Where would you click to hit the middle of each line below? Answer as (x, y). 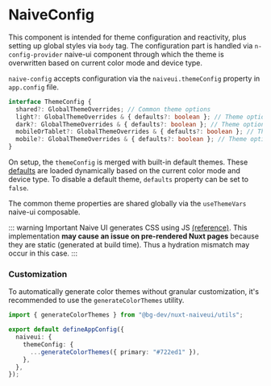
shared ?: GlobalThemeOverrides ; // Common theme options (113, 109)
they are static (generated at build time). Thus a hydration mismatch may (129, 245)
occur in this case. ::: (43, 253)
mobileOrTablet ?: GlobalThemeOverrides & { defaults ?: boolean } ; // (135, 132)
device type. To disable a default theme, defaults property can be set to (128, 180)
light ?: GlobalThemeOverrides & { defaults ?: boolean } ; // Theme (129, 117)
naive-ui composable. (44, 212)
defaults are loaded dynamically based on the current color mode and (124, 171)
